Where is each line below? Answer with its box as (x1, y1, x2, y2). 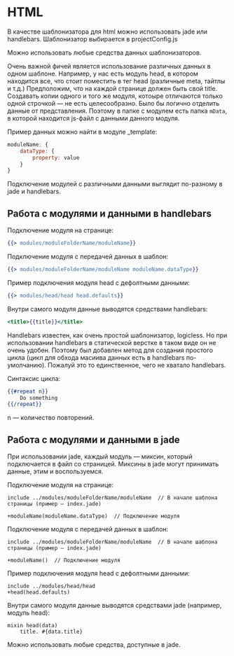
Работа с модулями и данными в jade (7, 433, 180, 445)
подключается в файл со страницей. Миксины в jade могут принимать (7, 460, 219, 468)
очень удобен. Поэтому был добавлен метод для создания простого (7, 346, 214, 354)
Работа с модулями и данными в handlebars (7, 207, 212, 219)
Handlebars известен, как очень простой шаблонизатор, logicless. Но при (7, 330, 228, 340)
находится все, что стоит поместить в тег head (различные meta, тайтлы (7, 76, 226, 85)
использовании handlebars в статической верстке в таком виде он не (7, 338, 216, 347)
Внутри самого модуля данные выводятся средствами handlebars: (7, 305, 208, 313)
